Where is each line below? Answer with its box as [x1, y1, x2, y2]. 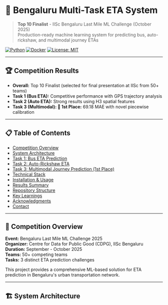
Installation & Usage [12, 176, 54, 182]
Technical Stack [12, 171, 46, 177]
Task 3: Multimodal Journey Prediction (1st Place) [12, 166, 115, 172]
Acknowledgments [12, 198, 51, 204]
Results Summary [12, 182, 49, 188]
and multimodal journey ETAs [38, 37, 99, 43]
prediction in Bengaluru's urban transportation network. [5, 272, 120, 278]
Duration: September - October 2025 [5, 246, 82, 252]
